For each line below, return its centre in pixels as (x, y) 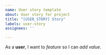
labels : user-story (25, 24)
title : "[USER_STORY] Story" (35, 19)
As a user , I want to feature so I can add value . (53, 47)
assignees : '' (20, 28)
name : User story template (33, 10)
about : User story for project (38, 14)
